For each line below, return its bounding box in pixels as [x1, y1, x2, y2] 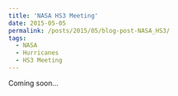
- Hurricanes [15, 49, 59, 57]
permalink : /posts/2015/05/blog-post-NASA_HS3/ [8, 26, 171, 34]
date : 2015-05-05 [8, 19, 67, 27]
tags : [8, 34, 26, 42]
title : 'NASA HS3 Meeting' [8, 11, 99, 20]
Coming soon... [8, 78, 59, 88]
